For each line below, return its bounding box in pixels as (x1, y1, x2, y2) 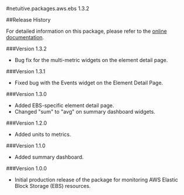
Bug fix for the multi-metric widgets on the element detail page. (14, 57, 168, 63)
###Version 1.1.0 (6, 142, 46, 149)
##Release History (6, 16, 51, 23)
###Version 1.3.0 (6, 91, 47, 97)
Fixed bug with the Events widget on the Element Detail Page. (14, 79, 163, 86)
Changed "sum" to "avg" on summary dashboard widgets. (14, 108, 155, 115)
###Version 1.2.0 (6, 119, 47, 126)
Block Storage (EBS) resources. (14, 183, 91, 189)
